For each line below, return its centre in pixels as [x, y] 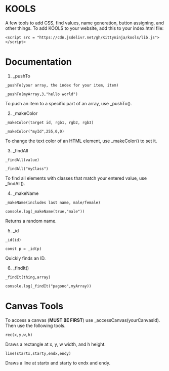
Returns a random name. [31, 221]
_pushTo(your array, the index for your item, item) [62, 85]
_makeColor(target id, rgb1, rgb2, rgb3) [50, 122]
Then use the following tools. [35, 325]
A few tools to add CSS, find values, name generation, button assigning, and [85, 23]
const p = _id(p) [24, 249]
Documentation [39, 62]
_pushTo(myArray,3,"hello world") [42, 94]
